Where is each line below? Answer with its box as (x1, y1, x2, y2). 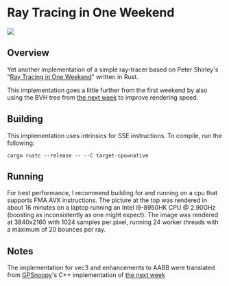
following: (7, 139, 35, 147)
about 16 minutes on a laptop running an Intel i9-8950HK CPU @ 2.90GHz (7, 203, 216, 212)
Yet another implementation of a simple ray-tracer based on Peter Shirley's (7, 65, 219, 74)
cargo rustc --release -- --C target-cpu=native (7, 152, 149, 159)
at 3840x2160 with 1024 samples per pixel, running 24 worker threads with (7, 218, 219, 226)
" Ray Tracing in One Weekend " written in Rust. (7, 72, 138, 80)
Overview (7, 47, 50, 59)
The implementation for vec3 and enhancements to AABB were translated (7, 263, 215, 272)
